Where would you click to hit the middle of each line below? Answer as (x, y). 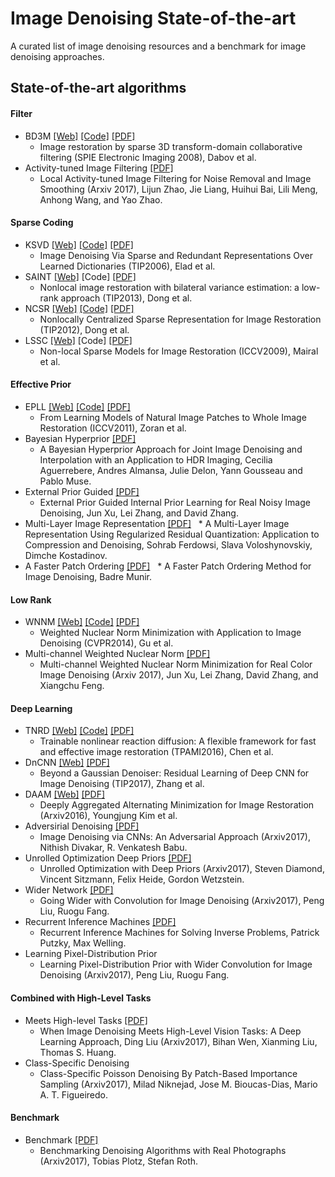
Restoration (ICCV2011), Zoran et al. (113, 428)
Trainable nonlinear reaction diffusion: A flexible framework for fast (178, 741)
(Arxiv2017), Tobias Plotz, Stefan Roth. (119, 1161)
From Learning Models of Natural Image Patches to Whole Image (173, 417)
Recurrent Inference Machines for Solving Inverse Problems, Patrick (179, 933)
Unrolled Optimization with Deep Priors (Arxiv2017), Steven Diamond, (182, 869)
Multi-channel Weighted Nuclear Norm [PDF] (117, 654)
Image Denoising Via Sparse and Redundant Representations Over (176, 255)
